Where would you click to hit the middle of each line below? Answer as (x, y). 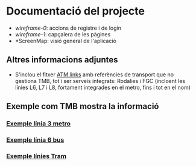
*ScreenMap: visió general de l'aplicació (65, 41)
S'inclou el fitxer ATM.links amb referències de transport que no (94, 75)
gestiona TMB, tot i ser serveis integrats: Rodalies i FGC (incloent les (100, 81)
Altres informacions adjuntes (62, 60)
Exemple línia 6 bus (35, 139)
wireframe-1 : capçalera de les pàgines (63, 34)
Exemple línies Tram (36, 156)
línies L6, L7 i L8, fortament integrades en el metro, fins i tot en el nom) (103, 87)
